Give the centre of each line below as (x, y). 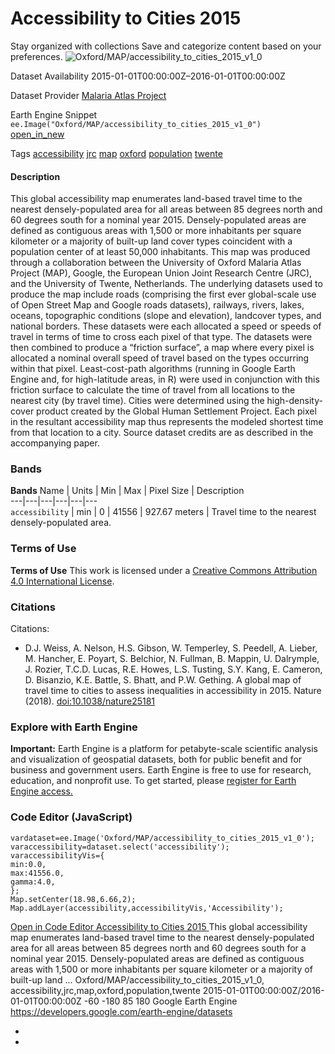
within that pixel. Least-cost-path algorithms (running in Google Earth (153, 369)
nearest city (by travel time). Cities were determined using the (137, 401)
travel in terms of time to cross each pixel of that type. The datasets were (161, 337)
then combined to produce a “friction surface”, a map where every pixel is (162, 348)
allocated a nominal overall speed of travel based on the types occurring (160, 358)
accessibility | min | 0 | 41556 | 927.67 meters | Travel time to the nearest (163, 512)
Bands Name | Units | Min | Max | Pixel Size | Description (127, 491)
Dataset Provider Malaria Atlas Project (88, 95)
